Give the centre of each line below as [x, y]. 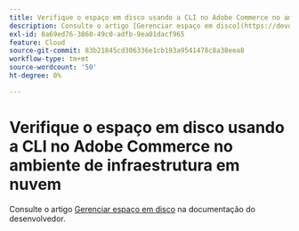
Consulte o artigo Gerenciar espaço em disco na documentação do [133, 209]
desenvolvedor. [37, 219]
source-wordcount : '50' [53, 68]
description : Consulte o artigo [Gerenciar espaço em [111, 26]
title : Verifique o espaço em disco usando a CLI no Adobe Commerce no [145, 17]
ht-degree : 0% [36, 76]
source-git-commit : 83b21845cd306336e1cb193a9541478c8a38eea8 [127, 51]
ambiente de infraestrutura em [125, 165]
